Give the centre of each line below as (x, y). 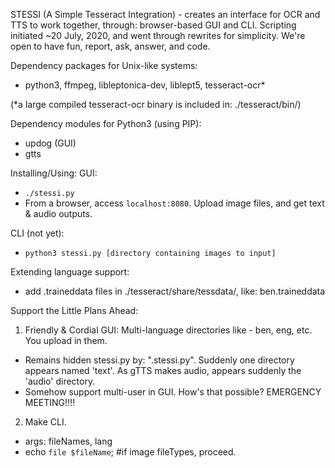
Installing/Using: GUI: (54, 173)
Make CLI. (45, 422)
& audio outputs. (58, 213)
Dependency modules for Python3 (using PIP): (106, 123)
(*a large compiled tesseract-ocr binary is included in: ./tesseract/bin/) (156, 104)
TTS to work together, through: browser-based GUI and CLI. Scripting (153, 25)
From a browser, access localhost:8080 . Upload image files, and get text (174, 203)
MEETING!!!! (50, 402)
